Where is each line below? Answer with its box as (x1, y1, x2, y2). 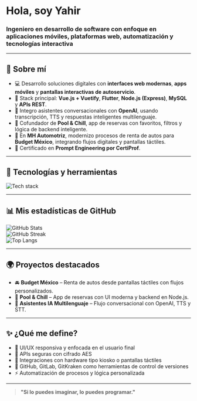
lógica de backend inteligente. (14, 126, 88, 133)
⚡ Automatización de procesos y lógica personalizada (14, 369, 145, 376)
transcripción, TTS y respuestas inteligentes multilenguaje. (14, 113, 157, 121)
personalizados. (14, 287, 54, 294)
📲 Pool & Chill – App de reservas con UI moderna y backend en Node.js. (14, 293, 189, 300)
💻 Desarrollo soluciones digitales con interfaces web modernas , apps (14, 80, 187, 87)
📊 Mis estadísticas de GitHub (6, 206, 116, 216)
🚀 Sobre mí (6, 64, 46, 74)
